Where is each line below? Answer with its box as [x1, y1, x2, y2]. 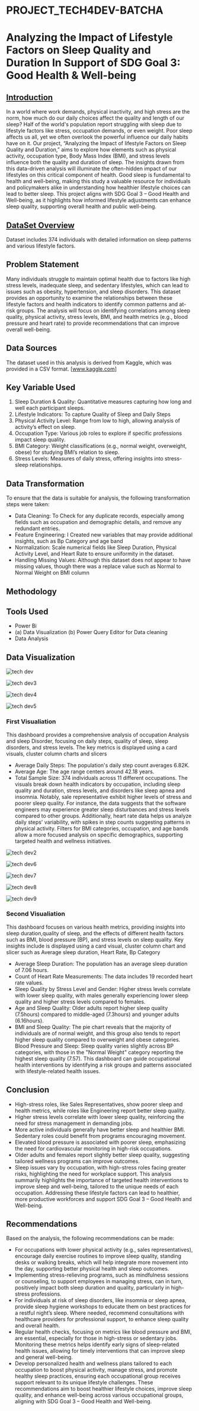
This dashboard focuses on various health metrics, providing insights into [6, 923, 185, 930]
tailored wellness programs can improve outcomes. [14, 1158, 140, 1165]
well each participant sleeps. [14, 405, 85, 412]
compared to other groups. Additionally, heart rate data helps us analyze [14, 812, 192, 819]
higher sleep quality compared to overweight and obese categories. [14, 1036, 181, 1043]
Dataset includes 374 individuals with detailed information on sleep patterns [6, 236, 191, 243]
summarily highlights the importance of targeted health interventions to [14, 1176, 189, 1184]
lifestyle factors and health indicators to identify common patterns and [6, 300, 178, 308]
